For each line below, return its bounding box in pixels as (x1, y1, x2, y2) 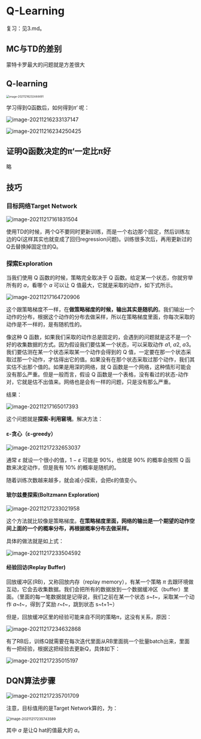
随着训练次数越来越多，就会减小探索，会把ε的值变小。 (6, 477, 141, 484)
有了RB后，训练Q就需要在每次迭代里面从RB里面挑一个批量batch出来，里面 (6, 637, 190, 645)
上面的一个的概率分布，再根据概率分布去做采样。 (11, 524, 132, 532)
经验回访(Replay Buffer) (6, 564, 66, 571)
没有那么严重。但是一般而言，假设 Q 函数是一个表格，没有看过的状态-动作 (6, 371, 189, 378)
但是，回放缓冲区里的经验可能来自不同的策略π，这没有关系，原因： (6, 613, 172, 620)
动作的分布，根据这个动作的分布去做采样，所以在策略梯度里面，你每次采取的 (6, 313, 195, 320)
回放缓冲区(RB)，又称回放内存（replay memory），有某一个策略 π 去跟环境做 (6, 578, 194, 585)
